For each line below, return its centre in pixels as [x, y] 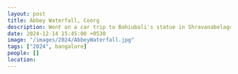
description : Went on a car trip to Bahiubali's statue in [96, 27]
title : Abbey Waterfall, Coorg [53, 20]
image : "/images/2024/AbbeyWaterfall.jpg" [71, 40]
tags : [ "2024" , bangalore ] [47, 47]
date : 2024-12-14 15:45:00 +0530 [57, 33]
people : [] [23, 54]
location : [22, 60]
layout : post [27, 14]
